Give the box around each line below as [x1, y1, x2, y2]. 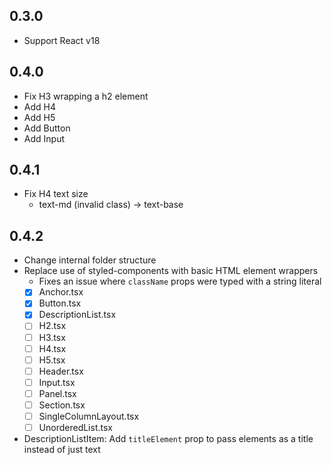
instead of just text [23, 444, 101, 456]
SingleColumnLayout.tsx [38, 410, 140, 422]
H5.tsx [38, 354, 66, 366]
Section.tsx [38, 399, 86, 411]
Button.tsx [38, 297, 82, 309]
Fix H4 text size [23, 188, 89, 200]
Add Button [23, 122, 71, 134]
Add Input [23, 132, 65, 144]
